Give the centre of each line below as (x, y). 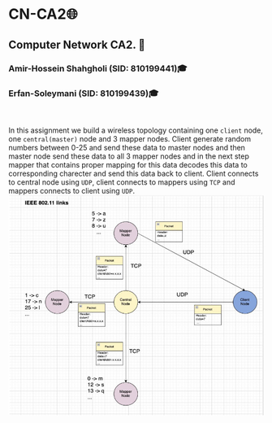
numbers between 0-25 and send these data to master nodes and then (127, 147)
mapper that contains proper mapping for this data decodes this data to (128, 164)
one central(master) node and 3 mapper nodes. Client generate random (130, 138)
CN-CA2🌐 (43, 14)
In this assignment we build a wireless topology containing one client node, (136, 130)
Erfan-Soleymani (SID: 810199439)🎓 (84, 94)
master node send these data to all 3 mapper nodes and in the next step (129, 156)
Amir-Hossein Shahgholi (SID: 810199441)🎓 (98, 68)
